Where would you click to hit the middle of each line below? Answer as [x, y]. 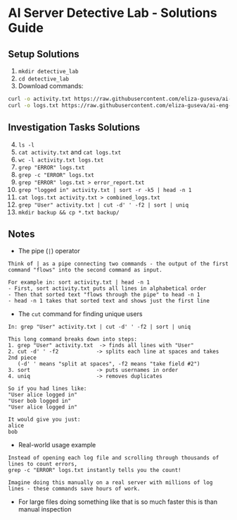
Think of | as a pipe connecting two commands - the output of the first [118, 264]
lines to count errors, [43, 464]
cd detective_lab [44, 79]
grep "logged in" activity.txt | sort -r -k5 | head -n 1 [105, 190]
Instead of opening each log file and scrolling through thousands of [114, 458]
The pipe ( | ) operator [49, 251]
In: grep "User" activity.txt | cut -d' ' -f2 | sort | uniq [100, 327]
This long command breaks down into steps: [73, 339]
